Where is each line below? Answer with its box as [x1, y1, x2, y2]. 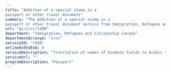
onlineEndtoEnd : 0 [5, 45, 44, 50]
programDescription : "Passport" [5, 59, 74, 64]
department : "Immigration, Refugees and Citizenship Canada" [5, 31, 138, 36]
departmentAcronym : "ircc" [5, 36, 63, 41]
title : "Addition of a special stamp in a [5, 7, 97, 13]
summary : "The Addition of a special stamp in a [5, 17, 110, 22]
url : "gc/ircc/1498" [5, 26, 49, 31]
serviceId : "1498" [5, 41, 44, 46]
